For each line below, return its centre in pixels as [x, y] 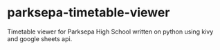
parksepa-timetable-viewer [89, 13]
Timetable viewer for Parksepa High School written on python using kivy [110, 32]
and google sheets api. [40, 38]
